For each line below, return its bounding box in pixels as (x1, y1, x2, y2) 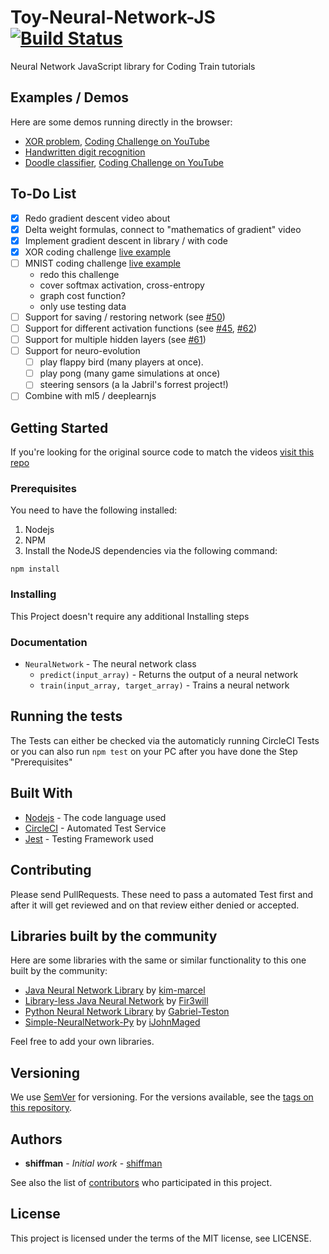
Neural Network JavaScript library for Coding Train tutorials (10, 60, 256, 72)
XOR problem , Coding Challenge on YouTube (24, 135, 210, 147)
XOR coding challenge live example (24, 246, 171, 258)
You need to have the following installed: (10, 504, 178, 516)
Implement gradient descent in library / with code (24, 234, 228, 246)
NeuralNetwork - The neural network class (24, 658, 197, 670)
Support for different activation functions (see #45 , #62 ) (24, 322, 258, 334)
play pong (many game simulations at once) (39, 367, 221, 380)
